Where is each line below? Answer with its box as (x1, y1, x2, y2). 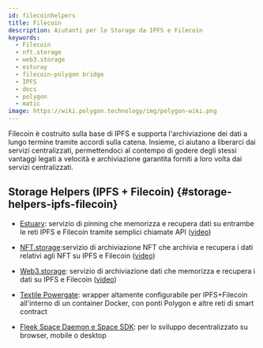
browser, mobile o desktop (19, 330, 107, 340)
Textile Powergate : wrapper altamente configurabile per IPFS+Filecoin (19, 289, 248, 299)
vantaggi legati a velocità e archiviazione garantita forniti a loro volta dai (8, 154, 242, 163)
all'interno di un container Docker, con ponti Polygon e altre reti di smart (19, 298, 254, 308)
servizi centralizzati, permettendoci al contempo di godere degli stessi (8, 146, 237, 155)
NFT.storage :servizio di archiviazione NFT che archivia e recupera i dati (19, 242, 254, 252)
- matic (15, 100, 41, 108)
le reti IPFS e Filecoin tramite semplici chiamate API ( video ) (19, 227, 212, 236)
